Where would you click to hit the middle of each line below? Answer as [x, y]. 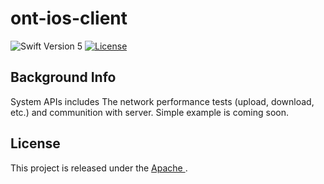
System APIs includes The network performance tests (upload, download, [162, 101]
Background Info [63, 77]
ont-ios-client [69, 18]
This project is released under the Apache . [99, 168]
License [35, 143]
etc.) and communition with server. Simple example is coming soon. [149, 112]
